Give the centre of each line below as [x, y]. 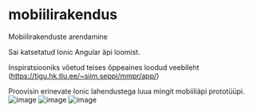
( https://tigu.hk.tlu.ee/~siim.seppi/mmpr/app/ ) [84, 75]
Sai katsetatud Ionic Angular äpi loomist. [75, 52]
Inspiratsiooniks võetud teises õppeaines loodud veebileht [104, 67]
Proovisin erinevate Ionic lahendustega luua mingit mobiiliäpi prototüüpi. [126, 91]
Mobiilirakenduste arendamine [58, 37]
